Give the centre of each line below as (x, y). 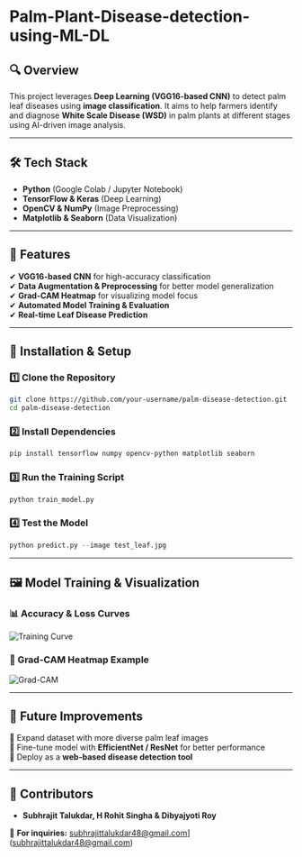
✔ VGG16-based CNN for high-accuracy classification (110, 276)
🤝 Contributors (52, 793)
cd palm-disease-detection (60, 408)
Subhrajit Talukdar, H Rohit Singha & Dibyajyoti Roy (120, 816)
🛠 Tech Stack (49, 163)
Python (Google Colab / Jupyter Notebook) (102, 189)
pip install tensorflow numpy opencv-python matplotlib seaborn (132, 454)
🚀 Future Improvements (76, 716)
